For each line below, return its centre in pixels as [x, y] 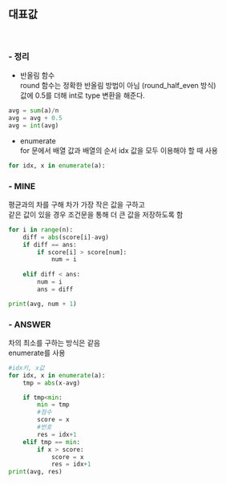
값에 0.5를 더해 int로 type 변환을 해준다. [83, 95]
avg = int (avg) [34, 125]
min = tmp [53, 405]
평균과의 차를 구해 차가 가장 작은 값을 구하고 [77, 204]
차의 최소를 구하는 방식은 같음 [54, 342]
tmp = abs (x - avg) [52, 383]
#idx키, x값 [26, 368]
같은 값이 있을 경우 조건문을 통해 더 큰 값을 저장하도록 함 [96, 214]
